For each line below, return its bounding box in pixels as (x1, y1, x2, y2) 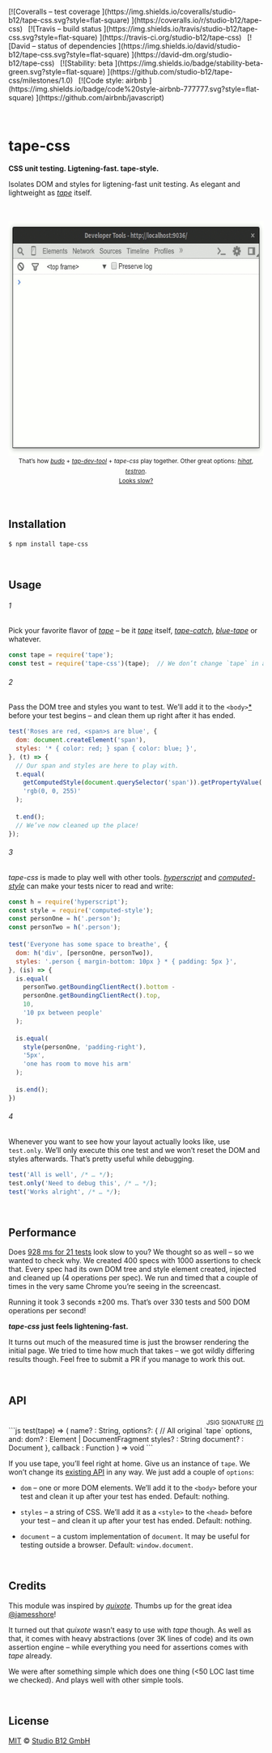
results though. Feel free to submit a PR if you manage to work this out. (8, 1355, 245, 1364)
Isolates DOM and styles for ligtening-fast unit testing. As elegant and (8, 179, 240, 189)
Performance (8, 1225, 77, 1240)
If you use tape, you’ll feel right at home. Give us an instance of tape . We (8, 1458, 251, 1468)
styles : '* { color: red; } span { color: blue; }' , (15, 744, 198, 752)
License (8, 1714, 49, 1728)
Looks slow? (118, 477, 154, 485)
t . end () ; (15, 812, 45, 821)
